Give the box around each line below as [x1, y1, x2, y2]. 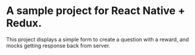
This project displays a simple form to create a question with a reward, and [6, 36, 189, 43]
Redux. [6, 16, 42, 30]
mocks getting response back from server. [6, 42, 111, 49]
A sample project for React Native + [6, 4, 185, 18]
